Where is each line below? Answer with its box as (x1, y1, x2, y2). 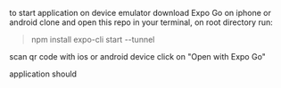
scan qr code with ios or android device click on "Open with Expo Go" (9, 52, 266, 61)
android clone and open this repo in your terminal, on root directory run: (9, 17, 274, 28)
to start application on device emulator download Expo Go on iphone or (9, 8, 272, 18)
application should (9, 68, 78, 79)
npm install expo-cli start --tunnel (30, 35, 155, 44)
